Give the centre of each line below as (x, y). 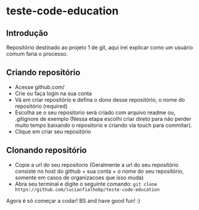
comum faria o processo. (37, 54)
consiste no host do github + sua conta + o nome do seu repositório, (99, 171)
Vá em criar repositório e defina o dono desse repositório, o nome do (100, 99)
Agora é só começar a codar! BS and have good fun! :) (73, 200)
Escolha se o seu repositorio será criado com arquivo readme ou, (95, 112)
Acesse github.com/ (39, 87)
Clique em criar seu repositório (53, 131)
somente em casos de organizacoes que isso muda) (79, 177)
